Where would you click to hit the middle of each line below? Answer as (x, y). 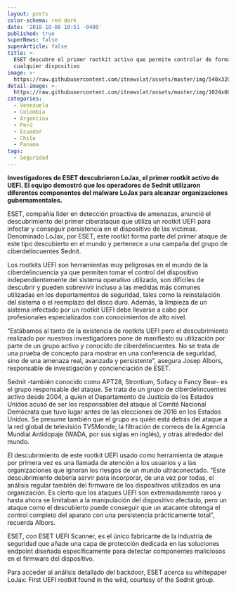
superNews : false (33, 40)
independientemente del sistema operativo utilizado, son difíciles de (106, 279)
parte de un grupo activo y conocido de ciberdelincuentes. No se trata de (113, 345)
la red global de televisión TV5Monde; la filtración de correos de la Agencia (116, 426)
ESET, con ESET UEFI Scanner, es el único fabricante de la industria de (110, 536)
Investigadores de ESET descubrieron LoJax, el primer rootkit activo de (113, 177)
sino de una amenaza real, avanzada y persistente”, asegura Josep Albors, (115, 360)
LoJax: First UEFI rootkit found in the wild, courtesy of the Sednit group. (111, 579)
